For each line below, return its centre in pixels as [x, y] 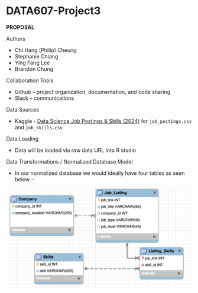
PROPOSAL [20, 27]
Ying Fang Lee [32, 63]
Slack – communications [44, 98]
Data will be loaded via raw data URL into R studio [75, 150]
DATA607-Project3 [53, 11]
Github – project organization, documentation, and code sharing [92, 92]
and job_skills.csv [39, 127]
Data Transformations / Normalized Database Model [69, 161]
